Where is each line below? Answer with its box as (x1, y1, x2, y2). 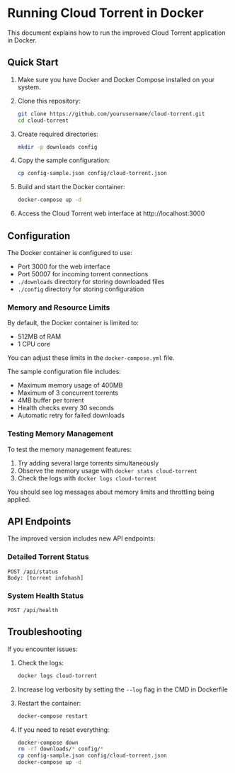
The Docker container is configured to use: (7, 248, 133, 256)
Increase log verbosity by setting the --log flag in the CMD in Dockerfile (17, 685, 228, 694)
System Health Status (7, 590, 84, 600)
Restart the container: (17, 699, 81, 707)
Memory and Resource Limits (7, 303, 110, 312)
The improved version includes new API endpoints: (7, 534, 156, 543)
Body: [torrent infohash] (7, 574, 84, 582)
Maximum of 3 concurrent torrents (17, 388, 119, 397)
